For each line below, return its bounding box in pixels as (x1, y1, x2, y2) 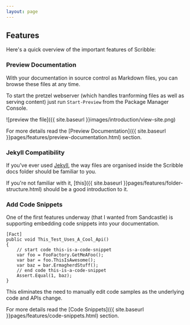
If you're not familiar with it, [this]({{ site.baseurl (6, 179, 122, 186)
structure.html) (6, 186, 42, 193)
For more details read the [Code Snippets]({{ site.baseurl (6, 306, 144, 313)
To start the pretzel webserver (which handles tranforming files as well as (6, 92, 184, 99)
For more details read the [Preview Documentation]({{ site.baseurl (6, 127, 166, 134)
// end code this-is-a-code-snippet (16, 268, 107, 274)
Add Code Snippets (6, 200, 63, 208)
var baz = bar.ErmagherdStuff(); (16, 262, 99, 268)
